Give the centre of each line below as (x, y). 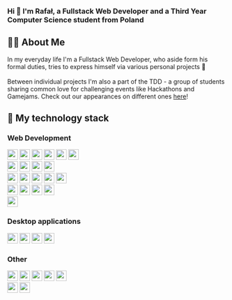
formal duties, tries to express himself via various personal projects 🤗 (107, 66)
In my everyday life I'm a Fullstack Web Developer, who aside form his (108, 59)
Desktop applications (44, 221)
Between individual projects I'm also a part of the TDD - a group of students (116, 81)
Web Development (39, 138)
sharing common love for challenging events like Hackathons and (101, 89)
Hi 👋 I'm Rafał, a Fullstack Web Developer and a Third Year (107, 11)
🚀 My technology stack (58, 118)
